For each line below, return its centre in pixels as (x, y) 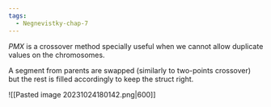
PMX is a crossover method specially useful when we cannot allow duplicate (136, 46)
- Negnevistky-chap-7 (52, 23)
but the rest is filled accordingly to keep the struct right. (101, 79)
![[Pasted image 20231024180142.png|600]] (82, 94)
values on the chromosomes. (57, 55)
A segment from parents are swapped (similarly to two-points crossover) (130, 70)
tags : (17, 16)
